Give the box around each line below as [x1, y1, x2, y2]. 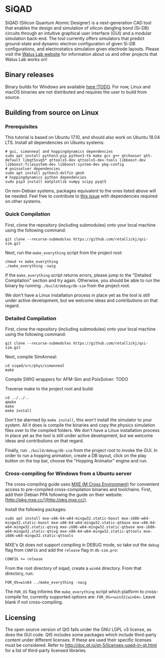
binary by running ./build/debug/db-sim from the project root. [5, 282, 131, 289]
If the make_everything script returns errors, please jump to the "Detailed [5, 272, 151, 278]
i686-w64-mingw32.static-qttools [5, 533, 74, 538]
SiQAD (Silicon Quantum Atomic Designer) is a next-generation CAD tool [5, 20, 151, 26]
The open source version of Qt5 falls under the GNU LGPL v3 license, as [5, 626, 152, 632]
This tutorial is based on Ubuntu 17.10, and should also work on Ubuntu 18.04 [5, 134, 160, 140]
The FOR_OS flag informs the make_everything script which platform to [5, 589, 144, 594]
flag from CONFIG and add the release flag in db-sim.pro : [5, 547, 118, 553]
